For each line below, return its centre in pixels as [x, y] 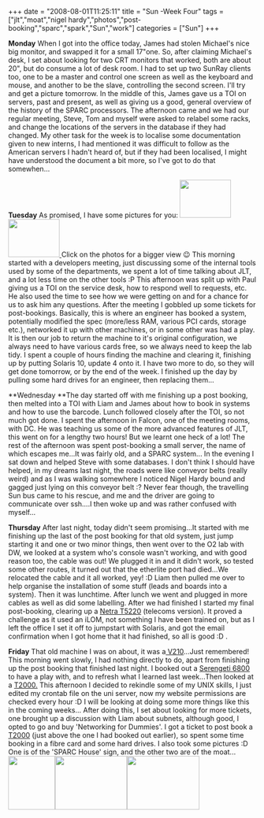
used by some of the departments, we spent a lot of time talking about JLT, [130, 271]
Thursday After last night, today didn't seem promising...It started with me [129, 527]
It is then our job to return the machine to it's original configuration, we [123, 338]
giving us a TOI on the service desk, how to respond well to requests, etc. [128, 288]
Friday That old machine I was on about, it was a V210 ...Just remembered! [129, 651]
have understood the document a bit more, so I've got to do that [112, 160]
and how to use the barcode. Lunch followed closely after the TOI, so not [126, 412]
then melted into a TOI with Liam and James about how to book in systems [129, 403]
